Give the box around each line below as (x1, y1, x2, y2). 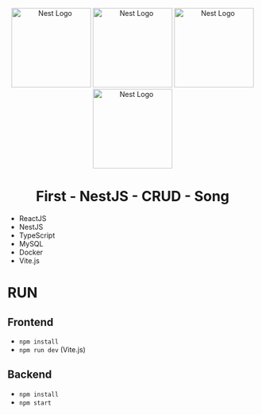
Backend (7, 368, 52, 382)
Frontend (7, 315, 54, 329)
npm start (18, 398, 52, 407)
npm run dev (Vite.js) (18, 344, 87, 354)
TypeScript (18, 231, 56, 240)
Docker (18, 247, 44, 257)
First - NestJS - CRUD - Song (36, 188, 229, 206)
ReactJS (18, 213, 47, 223)
